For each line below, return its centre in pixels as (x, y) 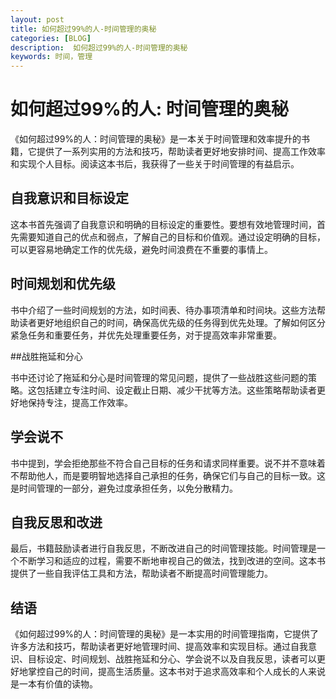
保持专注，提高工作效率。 (80, 402)
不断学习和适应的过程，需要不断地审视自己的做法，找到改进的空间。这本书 (172, 561)
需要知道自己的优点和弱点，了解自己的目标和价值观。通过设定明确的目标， (172, 237)
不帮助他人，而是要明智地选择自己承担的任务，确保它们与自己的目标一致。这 (168, 475)
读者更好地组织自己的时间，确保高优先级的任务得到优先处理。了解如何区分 (172, 322)
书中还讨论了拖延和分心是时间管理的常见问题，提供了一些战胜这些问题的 (159, 377)
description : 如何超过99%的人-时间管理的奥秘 (99, 47)
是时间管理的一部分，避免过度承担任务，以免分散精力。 (124, 488)
